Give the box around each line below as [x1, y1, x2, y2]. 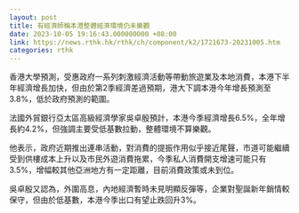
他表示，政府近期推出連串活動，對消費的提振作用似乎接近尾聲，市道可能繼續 [9, 143, 290, 154]
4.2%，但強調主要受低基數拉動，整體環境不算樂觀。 [24, 123, 216, 134]
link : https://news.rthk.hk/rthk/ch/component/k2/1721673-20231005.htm [9, 37, 280, 47]
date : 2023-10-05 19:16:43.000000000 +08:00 [9, 29, 177, 38]
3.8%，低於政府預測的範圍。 [9, 94, 115, 105]
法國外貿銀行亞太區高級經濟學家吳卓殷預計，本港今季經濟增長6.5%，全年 [9, 113, 279, 123]
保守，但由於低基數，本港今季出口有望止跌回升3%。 [9, 194, 202, 205]
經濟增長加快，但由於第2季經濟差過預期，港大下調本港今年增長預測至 [16, 83, 271, 93]
